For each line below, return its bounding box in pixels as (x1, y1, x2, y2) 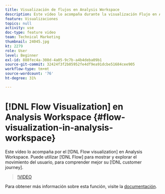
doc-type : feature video (5, 30, 56, 35)
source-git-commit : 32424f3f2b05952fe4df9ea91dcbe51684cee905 (5, 62, 135, 67)
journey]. (5, 164, 24, 170)
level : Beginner (5, 53, 38, 58)
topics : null (5, 21, 32, 26)
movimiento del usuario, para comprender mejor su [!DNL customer (5, 159, 142, 165)
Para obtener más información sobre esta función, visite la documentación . (5, 183, 157, 189)
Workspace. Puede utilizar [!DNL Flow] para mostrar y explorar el (5, 154, 137, 160)
